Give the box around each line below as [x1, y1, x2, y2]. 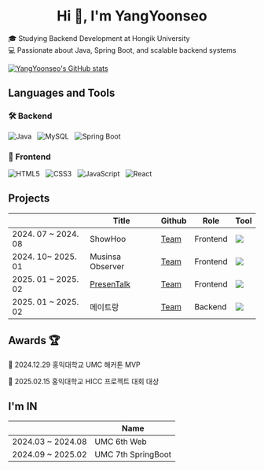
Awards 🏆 [8, 334, 60, 347]
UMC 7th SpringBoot [94, 449, 172, 460]
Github [160, 215, 187, 226]
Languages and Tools [8, 87, 115, 100]
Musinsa [90, 251, 122, 262]
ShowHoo [90, 233, 126, 244]
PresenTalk [90, 279, 131, 290]
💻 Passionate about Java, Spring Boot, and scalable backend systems [8, 45, 237, 54]
